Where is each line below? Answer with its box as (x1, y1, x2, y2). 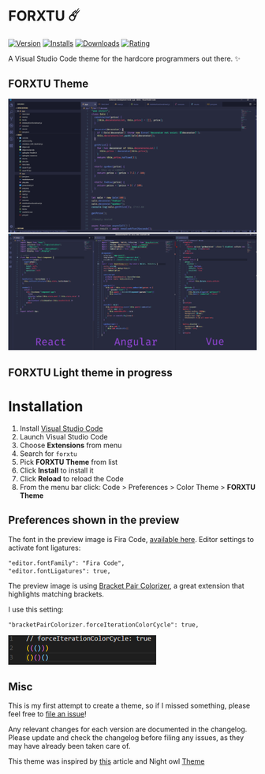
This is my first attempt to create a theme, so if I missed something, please (8, 701, 251, 711)
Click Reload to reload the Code (19, 473, 124, 483)
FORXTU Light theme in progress (8, 365, 174, 380)
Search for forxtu (19, 448, 77, 458)
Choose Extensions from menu (19, 440, 122, 450)
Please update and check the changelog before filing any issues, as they (8, 733, 244, 742)
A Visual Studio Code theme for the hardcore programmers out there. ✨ (8, 54, 241, 63)
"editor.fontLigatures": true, (8, 566, 111, 575)
